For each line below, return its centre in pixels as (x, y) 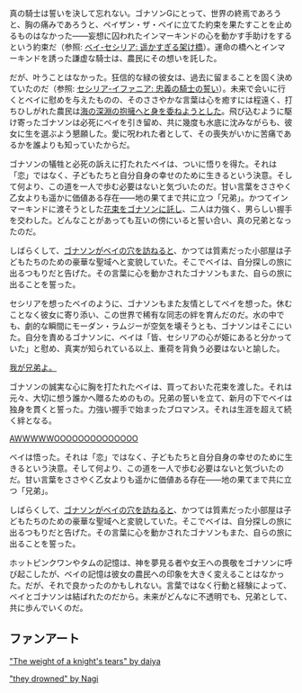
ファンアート (44, 639)
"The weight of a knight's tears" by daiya (85, 661)
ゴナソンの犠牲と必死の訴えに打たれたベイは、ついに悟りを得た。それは (143, 164)
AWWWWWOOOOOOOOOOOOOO (74, 438)
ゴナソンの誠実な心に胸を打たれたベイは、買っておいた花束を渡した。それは (151, 387)
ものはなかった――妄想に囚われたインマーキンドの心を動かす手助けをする (154, 36)
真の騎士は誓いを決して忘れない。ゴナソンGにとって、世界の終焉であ (138, 13)
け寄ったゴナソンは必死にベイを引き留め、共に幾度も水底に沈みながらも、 (147, 122)
